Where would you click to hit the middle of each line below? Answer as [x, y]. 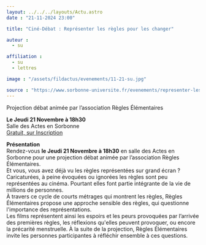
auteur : [17, 40]
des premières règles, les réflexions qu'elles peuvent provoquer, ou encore [101, 222]
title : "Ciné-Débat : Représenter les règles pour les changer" [90, 29]
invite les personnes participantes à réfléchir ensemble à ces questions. [97, 235]
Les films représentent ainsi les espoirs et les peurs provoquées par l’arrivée [103, 216]
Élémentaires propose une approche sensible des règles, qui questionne [98, 203]
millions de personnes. [35, 190]
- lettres [24, 68]
